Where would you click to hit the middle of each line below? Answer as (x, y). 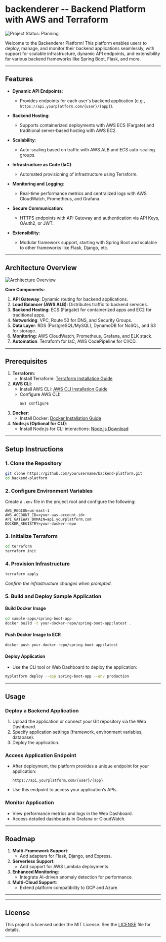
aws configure (34, 404)
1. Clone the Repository (33, 463)
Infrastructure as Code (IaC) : (42, 164)
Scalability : (24, 140)
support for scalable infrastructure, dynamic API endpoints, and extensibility (83, 54)
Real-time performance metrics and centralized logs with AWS (83, 193)
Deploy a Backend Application (42, 710)
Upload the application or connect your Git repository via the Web (79, 721)
